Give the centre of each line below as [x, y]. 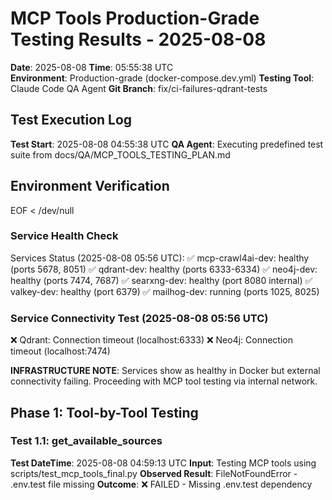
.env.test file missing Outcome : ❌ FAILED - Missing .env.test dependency [161, 484]
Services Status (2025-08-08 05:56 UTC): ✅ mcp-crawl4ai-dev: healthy [160, 258]
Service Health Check [64, 236]
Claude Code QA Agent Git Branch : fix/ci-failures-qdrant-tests [139, 88]
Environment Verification [90, 186]
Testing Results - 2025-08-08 [138, 39]
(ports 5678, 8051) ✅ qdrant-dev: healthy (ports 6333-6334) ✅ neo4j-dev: [164, 269]
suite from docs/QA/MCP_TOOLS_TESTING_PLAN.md [120, 154]
